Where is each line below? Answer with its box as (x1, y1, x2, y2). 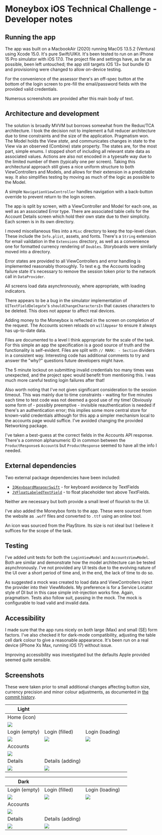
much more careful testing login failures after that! (5, 377, 105, 383)
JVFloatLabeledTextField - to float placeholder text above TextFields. (12, 489, 150, 495)
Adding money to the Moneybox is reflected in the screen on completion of (5, 317, 155, 323)
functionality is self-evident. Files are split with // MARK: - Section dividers (5, 347, 155, 353)
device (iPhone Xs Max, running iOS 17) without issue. (5, 642, 113, 648)
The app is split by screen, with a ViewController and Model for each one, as (5, 203, 157, 209)
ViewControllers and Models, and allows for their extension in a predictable (5, 169, 155, 175)
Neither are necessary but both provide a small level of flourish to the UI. (5, 498, 150, 504)
